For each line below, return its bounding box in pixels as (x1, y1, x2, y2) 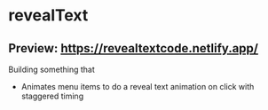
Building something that (8, 64, 95, 75)
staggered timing (20, 90, 84, 101)
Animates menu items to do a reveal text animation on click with (20, 82, 255, 91)
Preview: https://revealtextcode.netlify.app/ (8, 41, 259, 56)
